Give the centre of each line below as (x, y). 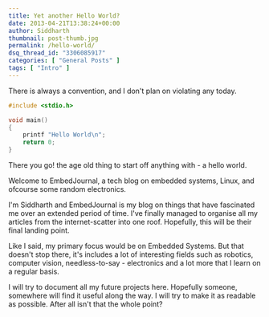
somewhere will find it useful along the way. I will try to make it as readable (132, 295)
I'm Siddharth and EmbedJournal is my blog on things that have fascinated (132, 205)
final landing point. (39, 230)
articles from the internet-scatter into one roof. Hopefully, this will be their (130, 222)
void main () (28, 120)
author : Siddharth (39, 30)
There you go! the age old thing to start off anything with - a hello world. (128, 165)
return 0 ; (39, 142)
